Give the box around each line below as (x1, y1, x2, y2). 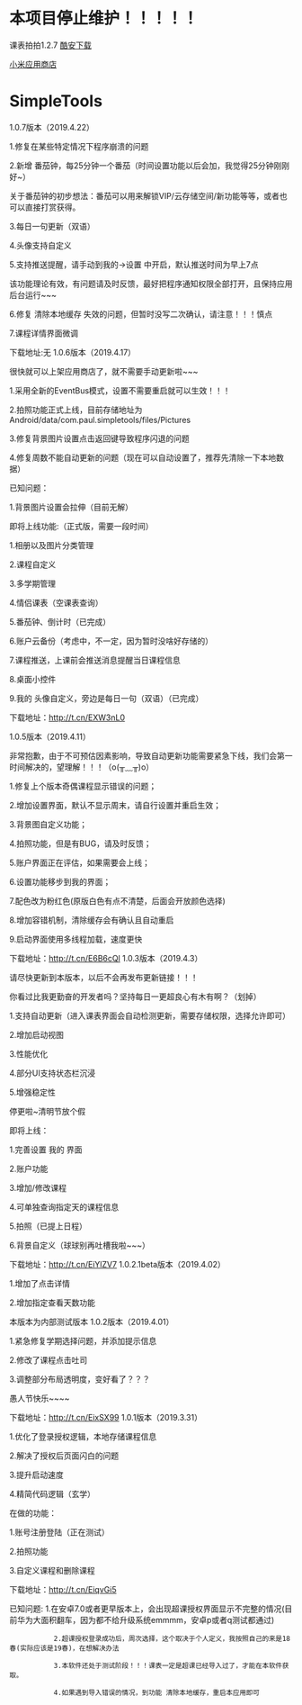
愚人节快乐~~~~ (9, 1393, 70, 1403)
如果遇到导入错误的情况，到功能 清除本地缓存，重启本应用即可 (61, 1688, 261, 1697)
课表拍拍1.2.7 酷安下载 (9, 40, 92, 50)
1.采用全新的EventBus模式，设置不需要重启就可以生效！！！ (9, 384, 231, 396)
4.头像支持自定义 (9, 239, 72, 250)
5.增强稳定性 (9, 1087, 56, 1097)
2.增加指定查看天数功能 (9, 1297, 96, 1308)
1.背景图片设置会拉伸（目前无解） (9, 501, 133, 512)
